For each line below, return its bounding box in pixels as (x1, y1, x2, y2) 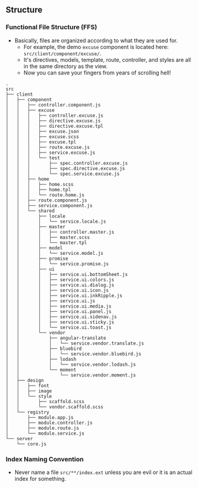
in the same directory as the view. (23, 62, 108, 70)
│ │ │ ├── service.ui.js (5, 298, 96, 304)
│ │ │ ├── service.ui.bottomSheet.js (5, 271, 128, 277)
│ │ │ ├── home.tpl (5, 186, 71, 193)
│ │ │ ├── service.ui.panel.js (5, 308, 112, 314)
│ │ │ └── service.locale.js (5, 218, 107, 225)
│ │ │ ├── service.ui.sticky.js (5, 319, 114, 325)
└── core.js (16, 441, 47, 447)
